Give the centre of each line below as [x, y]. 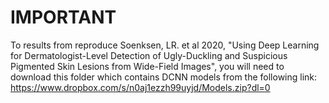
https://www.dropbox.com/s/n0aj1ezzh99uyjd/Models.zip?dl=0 [140, 87]
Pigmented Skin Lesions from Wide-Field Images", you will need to [147, 66]
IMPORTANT [63, 17]
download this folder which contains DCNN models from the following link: [164, 77]
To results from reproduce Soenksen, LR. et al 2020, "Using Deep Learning [165, 45]
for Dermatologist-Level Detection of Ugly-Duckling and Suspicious [149, 55]
